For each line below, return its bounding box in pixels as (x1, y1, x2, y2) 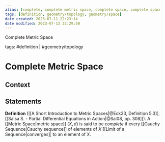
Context (5, 81, 30, 89)
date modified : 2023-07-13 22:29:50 (5, 21, 80, 26)
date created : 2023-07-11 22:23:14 (5, 16, 78, 21)
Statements (5, 97, 42, 106)
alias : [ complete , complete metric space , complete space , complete (5, 7, 148, 12)
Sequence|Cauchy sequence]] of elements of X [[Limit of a (5, 126, 125, 132)
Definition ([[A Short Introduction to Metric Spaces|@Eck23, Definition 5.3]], (5, 110, 160, 116)
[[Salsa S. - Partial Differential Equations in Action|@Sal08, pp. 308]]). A (5, 115, 151, 121)
